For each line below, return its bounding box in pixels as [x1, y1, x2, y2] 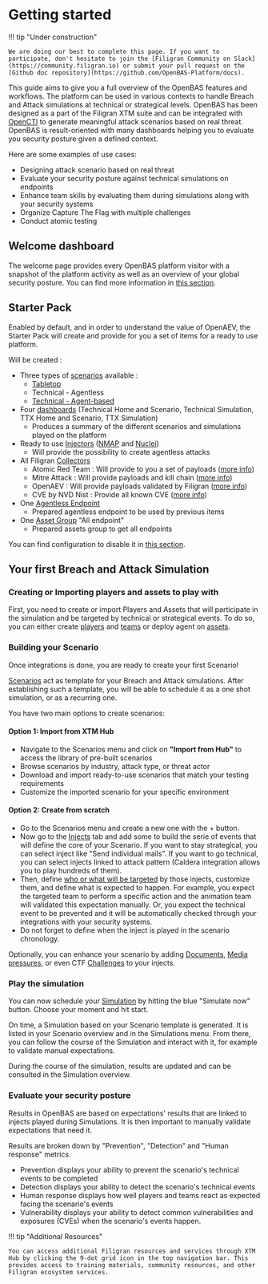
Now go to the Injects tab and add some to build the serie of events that [19, 832, 257, 841]
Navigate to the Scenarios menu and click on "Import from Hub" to [19, 744, 242, 754]
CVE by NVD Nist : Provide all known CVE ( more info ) [31, 489, 208, 499]
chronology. [19, 934, 60, 943]
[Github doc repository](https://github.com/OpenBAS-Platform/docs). [8, 68, 246, 77]
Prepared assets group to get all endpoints [31, 524, 173, 533]
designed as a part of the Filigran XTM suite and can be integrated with [8, 108, 242, 118]
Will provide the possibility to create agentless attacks [31, 447, 210, 456]
